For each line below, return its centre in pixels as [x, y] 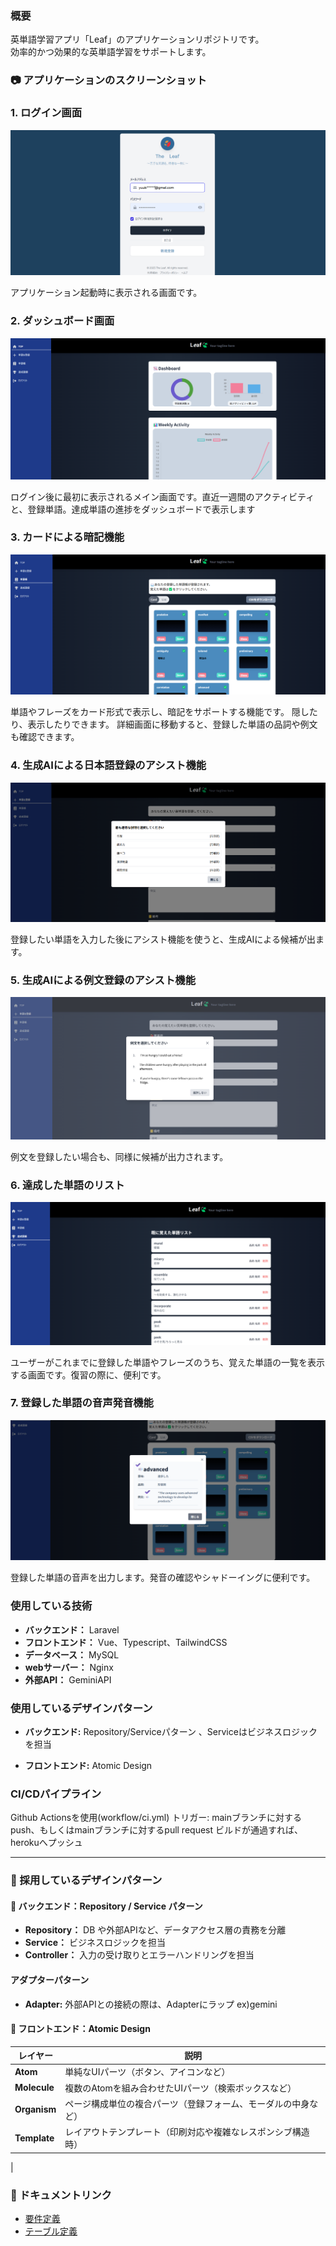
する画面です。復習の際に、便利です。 [88, 1374]
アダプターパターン [50, 1979]
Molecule [34, 2088]
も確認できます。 [45, 737]
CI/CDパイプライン [56, 1794]
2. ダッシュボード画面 [62, 321]
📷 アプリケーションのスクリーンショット [108, 80]
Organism [35, 2109]
